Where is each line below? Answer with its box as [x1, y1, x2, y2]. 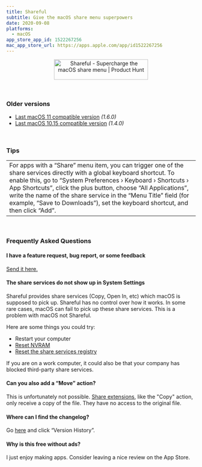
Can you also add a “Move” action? [6, 380, 96, 387]
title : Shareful [6, 8, 47, 15]
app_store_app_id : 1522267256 [6, 37, 82, 43]
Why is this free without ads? [6, 440, 81, 448]
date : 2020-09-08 [6, 20, 50, 26]
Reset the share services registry [14, 348, 97, 355]
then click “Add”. [9, 206, 57, 215]
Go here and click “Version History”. [6, 427, 95, 434]
